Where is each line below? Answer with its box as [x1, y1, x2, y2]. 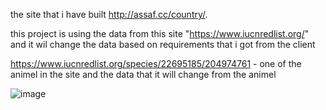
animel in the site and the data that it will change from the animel [10, 69, 277, 80]
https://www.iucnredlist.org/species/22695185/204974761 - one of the [10, 58, 302, 69]
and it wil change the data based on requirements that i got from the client [10, 39, 316, 50]
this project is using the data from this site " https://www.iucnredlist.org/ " [10, 28, 310, 39]
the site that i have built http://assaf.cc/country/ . [10, 9, 208, 20]
